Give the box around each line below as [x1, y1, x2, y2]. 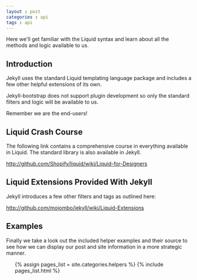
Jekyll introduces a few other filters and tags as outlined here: [6, 192, 156, 200]
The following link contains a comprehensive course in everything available [6, 142, 188, 149]
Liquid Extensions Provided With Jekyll [6, 177, 153, 187]
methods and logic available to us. [6, 42, 89, 49]
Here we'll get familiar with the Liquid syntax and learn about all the [6, 36, 169, 43]
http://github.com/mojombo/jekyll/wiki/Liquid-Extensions [6, 204, 144, 211]
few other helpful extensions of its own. [6, 81, 102, 88]
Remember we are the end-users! [6, 110, 88, 117]
